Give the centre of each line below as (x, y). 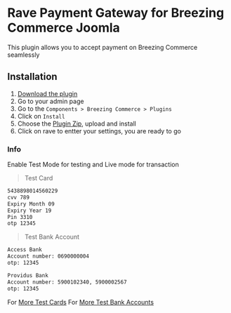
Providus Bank (28, 275)
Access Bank (25, 250)
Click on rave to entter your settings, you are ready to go (99, 131)
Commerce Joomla (64, 28)
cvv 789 (19, 197)
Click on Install (41, 116)
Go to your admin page (51, 101)
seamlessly (24, 55)
